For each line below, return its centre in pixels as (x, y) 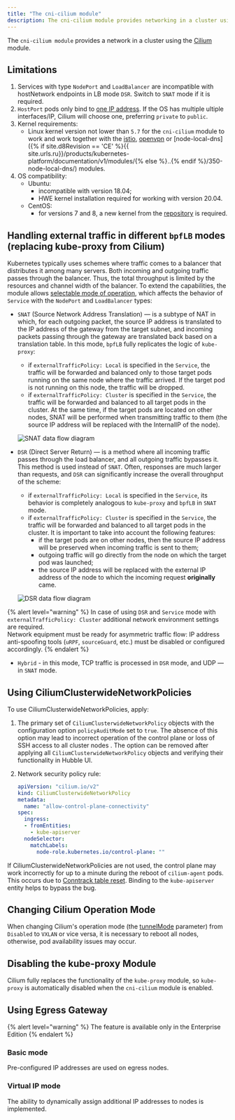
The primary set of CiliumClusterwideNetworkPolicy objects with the (116, 723)
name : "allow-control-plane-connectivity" (87, 806)
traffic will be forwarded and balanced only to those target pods (120, 373)
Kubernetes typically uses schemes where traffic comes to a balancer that (114, 263)
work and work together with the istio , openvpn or (100, 139)
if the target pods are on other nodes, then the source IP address (132, 540)
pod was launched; (66, 563)
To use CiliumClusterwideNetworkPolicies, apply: (78, 709)
